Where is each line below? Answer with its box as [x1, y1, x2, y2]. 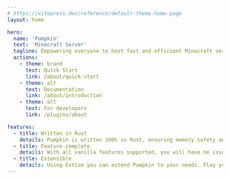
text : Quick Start [25, 66, 78, 74]
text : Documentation [25, 86, 84, 93]
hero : [7, 29, 23, 36]
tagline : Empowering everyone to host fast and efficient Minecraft [13, 48, 213, 55]
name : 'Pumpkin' [13, 35, 60, 42]
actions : [13, 54, 38, 61]
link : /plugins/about [25, 111, 88, 118]
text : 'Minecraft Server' [13, 42, 88, 49]
